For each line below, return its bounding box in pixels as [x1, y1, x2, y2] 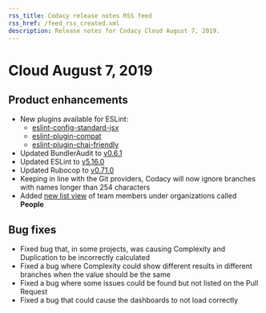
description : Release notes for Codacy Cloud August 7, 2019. [8, 26, 220, 35]
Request [19, 287, 48, 297]
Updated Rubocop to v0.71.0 [19, 165, 115, 175]
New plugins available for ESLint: [19, 114, 129, 124]
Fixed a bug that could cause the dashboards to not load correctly [19, 295, 239, 305]
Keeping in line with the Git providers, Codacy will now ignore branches [19, 174, 256, 184]
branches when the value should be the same [19, 270, 171, 279]
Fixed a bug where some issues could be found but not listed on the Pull [19, 278, 259, 288]
